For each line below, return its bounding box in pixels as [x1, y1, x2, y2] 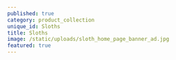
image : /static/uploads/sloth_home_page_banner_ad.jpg [7, 36, 170, 43]
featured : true [7, 42, 51, 49]
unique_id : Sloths [7, 23, 61, 30]
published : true [7, 10, 54, 17]
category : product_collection [7, 17, 95, 23]
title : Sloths [7, 29, 49, 37]
